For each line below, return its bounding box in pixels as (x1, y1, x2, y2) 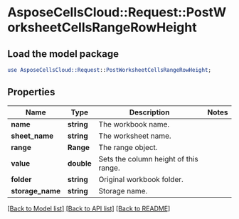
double (67, 158, 92, 168)
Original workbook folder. (98, 174, 184, 184)
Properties (7, 86, 55, 98)
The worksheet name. (98, 131, 172, 141)
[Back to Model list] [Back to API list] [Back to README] (7, 204, 171, 213)
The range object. (98, 142, 158, 152)
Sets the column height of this (98, 154, 198, 164)
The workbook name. (98, 119, 170, 129)
